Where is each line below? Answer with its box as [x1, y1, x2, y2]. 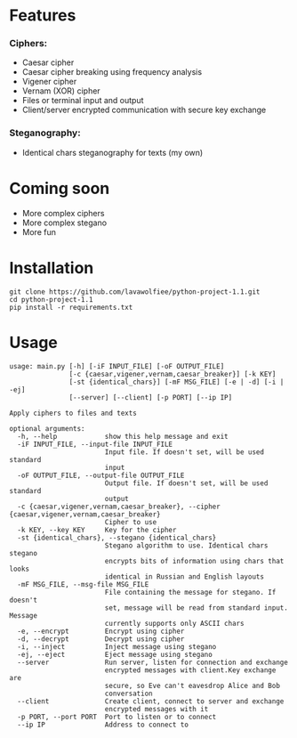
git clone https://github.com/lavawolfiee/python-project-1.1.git [9, 287, 261, 296]
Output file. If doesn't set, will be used [104, 478, 269, 488]
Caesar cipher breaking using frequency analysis [21, 67, 203, 77]
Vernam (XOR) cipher [21, 85, 100, 96]
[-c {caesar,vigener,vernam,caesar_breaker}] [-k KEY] [68, 369, 277, 378]
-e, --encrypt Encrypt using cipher [17, 627, 185, 636]
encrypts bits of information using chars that [104, 556, 285, 565]
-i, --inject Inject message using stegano [17, 642, 217, 651]
